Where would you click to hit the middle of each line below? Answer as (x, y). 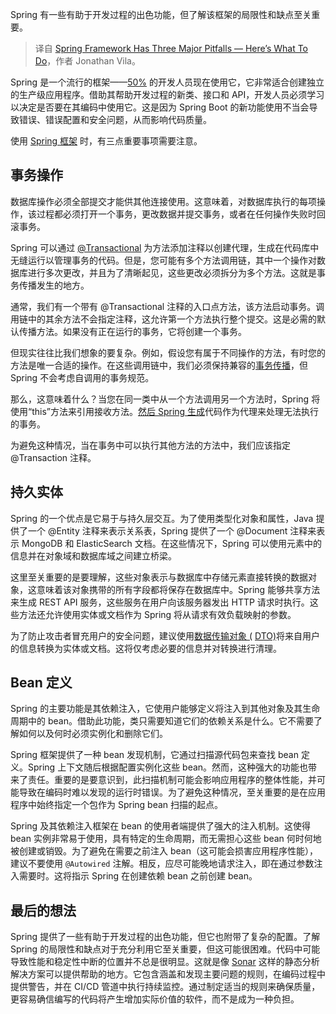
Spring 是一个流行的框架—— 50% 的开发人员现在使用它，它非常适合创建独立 (167, 82)
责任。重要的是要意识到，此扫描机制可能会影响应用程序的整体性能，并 (172, 780)
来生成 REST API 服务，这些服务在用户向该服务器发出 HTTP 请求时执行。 (160, 602)
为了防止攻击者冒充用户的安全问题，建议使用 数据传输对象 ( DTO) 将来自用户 (165, 635)
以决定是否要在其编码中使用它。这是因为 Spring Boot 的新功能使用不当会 (160, 107)
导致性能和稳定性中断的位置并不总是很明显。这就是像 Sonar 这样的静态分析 (165, 962)
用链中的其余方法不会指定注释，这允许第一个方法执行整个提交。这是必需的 (163, 319)
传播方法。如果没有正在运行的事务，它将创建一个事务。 (132, 331)
